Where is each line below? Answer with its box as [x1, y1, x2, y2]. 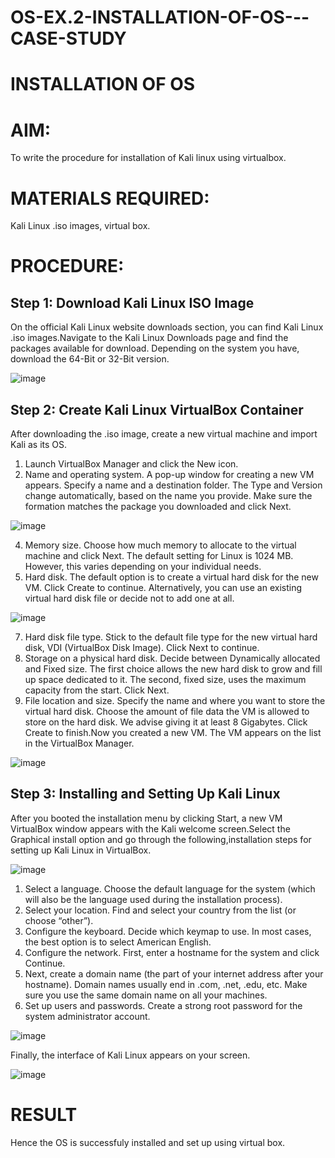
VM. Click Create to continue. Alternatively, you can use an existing [24, 582, 302, 594]
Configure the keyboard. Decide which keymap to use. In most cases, [24, 925, 312, 937]
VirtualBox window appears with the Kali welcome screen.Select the [10, 822, 291, 835]
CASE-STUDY [10, 27, 127, 50]
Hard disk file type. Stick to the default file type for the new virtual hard [24, 631, 318, 643]
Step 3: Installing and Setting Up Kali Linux [10, 786, 281, 803]
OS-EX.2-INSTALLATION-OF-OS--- [10, 6, 310, 29]
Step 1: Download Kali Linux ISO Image [10, 294, 255, 311]
